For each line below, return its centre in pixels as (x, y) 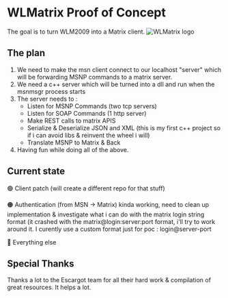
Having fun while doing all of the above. (73, 149)
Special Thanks (41, 263)
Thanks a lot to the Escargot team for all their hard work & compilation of (109, 280)
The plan (26, 53)
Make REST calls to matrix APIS (71, 121)
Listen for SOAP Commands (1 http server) (87, 113)
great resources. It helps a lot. (49, 287)
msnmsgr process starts (51, 91)
